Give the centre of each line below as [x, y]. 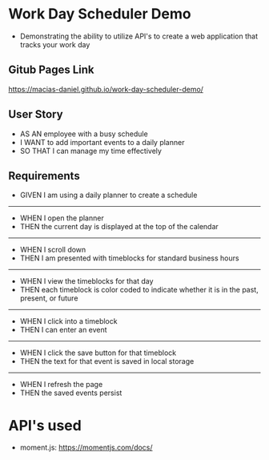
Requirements [44, 176]
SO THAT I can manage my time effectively [91, 151]
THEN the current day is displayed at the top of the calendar [119, 227]
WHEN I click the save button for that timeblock [98, 353]
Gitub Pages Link [51, 70]
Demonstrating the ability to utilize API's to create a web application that [139, 36]
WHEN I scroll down [53, 250]
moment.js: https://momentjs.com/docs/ [86, 448]
